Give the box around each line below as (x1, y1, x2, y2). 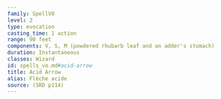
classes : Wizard (7, 56, 55, 63)
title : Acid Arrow (7, 68, 61, 75)
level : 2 (7, 17, 33, 24)
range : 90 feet (7, 36, 52, 43)
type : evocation (7, 23, 55, 30)
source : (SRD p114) (7, 82, 65, 89)
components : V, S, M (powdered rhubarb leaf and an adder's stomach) (7, 43, 215, 49)
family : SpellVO (7, 10, 55, 17)
